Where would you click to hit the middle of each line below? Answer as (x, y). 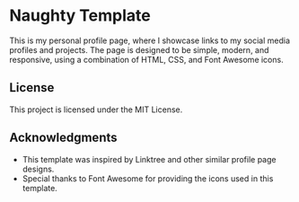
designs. (38, 169)
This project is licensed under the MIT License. (96, 110)
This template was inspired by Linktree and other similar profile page (149, 159)
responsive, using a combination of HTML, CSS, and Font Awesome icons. (147, 59)
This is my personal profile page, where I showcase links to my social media (149, 40)
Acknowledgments (64, 138)
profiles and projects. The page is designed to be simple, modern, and (139, 49)
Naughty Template (80, 16)
